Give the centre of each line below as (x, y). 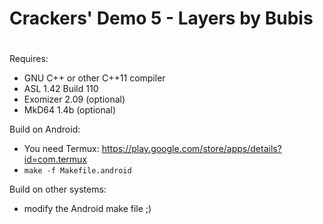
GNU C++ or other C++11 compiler (94, 78)
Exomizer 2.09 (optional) (74, 99)
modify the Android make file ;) (87, 209)
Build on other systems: (58, 189)
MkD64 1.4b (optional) (70, 110)
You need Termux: (61, 149)
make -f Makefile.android (77, 171)
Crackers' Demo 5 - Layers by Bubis (161, 18)
